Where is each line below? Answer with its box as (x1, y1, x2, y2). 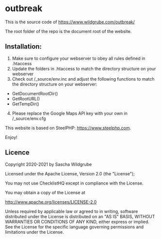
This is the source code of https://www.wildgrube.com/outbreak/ (5, 19, 135, 25)
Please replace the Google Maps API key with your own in (12, 110, 128, 116)
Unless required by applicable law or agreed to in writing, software (5, 208, 138, 214)
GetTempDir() (12, 101, 40, 107)
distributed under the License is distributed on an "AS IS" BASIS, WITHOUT (5, 213, 155, 219)
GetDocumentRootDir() (12, 90, 58, 96)
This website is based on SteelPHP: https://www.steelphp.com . (5, 125, 131, 131)
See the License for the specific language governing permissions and (5, 224, 144, 230)
